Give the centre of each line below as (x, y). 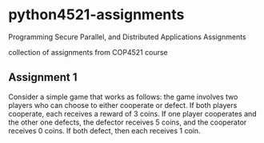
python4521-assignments (96, 15)
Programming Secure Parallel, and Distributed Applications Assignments (127, 37)
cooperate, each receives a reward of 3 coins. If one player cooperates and (133, 113)
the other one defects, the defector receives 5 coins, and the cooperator (128, 122)
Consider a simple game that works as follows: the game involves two (123, 97)
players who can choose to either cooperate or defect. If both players (123, 105)
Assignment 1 (43, 77)
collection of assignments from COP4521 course (88, 52)
